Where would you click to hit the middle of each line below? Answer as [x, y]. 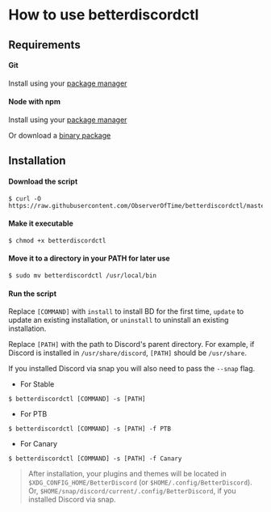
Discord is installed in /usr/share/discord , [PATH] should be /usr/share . [128, 353]
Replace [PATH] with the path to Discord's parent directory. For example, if [131, 345]
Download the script [43, 181]
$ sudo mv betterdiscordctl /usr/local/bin [83, 275]
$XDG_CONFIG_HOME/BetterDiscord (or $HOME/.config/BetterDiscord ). [140, 482]
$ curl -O [25, 199]
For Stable [37, 384]
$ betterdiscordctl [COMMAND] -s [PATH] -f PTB [90, 429]
